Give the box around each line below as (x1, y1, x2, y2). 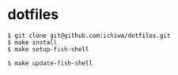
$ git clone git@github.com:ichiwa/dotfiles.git (7, 32, 171, 39)
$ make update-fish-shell (7, 59, 93, 67)
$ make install (7, 38, 58, 47)
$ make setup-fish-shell (7, 45, 89, 53)
